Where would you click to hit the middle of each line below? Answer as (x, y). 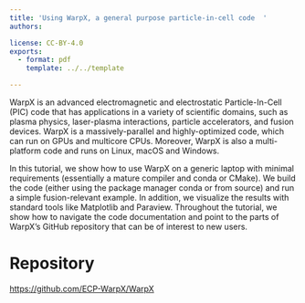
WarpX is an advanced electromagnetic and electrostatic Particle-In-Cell (146, 102)
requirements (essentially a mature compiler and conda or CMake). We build (153, 178)
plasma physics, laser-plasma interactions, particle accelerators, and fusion (152, 121)
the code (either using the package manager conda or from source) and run (152, 188)
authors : (26, 26)
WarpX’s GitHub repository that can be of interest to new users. (129, 226)
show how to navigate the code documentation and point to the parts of (144, 217)
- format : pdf (44, 60)
